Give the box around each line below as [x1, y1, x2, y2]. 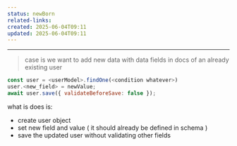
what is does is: [7, 102, 53, 111]
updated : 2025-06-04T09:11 [7, 29, 87, 37]
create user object [17, 116, 71, 124]
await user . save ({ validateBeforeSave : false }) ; [7, 90, 157, 97]
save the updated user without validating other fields [17, 131, 171, 139]
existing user [24, 63, 62, 72]
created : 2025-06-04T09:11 [7, 23, 87, 30]
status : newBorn [7, 10, 55, 18]
